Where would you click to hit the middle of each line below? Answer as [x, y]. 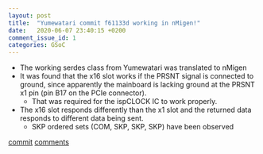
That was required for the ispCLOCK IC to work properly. [124, 102]
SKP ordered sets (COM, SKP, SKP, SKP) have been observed [133, 127]
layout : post [30, 15]
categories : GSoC [37, 45]
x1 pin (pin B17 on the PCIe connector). [83, 93]
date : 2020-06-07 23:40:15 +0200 [67, 30]
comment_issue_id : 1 [43, 38]
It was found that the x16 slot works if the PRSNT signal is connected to [137, 76]
